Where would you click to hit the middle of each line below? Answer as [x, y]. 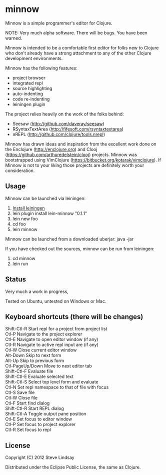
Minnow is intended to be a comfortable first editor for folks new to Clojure [82, 47]
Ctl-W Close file [21, 398]
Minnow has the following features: [41, 68]
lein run [20, 263]
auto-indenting [28, 93]
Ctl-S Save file [20, 392]
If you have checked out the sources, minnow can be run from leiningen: [80, 248]
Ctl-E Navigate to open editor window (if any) [52, 339]
